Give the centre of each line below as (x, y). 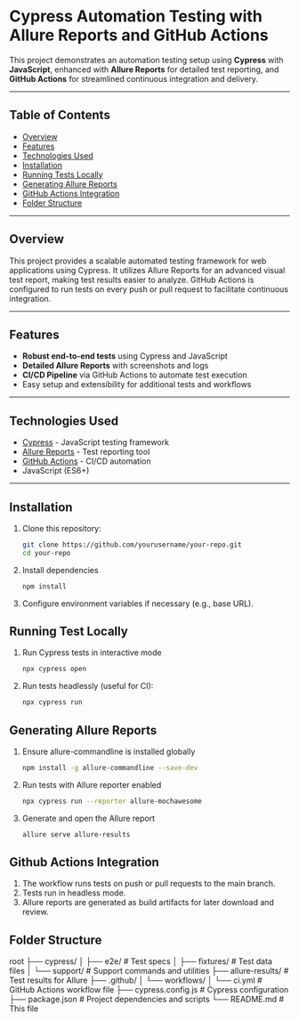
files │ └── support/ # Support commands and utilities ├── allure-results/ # (149, 971)
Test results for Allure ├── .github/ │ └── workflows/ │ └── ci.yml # (136, 980)
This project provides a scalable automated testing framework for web (138, 261)
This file (24, 1009)
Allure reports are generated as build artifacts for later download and (148, 903)
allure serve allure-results (76, 834)
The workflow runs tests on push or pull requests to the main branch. (149, 884)
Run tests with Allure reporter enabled (92, 784)
